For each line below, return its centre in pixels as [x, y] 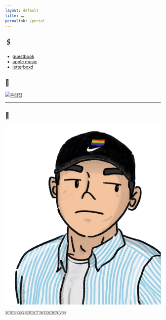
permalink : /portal [25, 21]
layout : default [22, 10]
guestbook [23, 56]
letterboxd [23, 67]
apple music [25, 62]
